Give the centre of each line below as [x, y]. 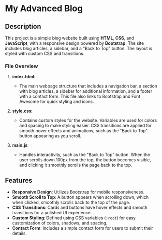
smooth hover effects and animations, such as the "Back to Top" [83, 131]
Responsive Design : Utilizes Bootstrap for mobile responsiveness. [78, 192]
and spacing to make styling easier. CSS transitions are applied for [85, 126]
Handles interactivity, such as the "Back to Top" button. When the [85, 155]
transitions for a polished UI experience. [52, 213]
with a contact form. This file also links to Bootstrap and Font [80, 96]
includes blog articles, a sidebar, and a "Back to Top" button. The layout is [79, 48]
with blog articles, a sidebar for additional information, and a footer [86, 91]
